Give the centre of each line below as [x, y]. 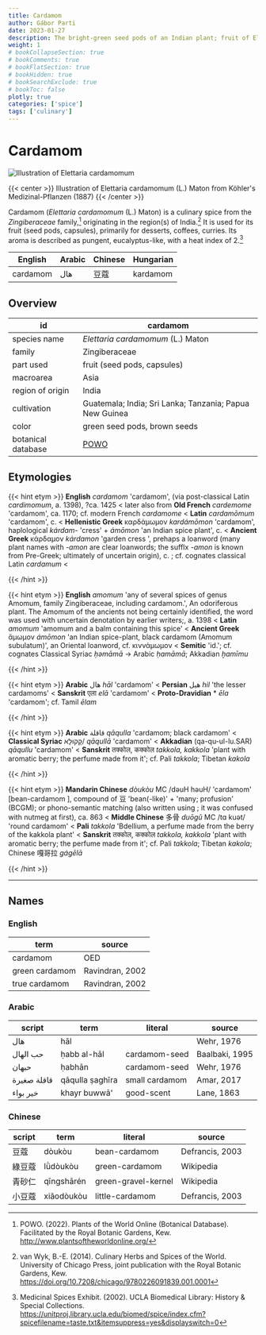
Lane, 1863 [218, 1093]
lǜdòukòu [61, 1167]
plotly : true [30, 97]
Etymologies [40, 477]
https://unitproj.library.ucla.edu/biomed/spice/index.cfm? [112, 1314]
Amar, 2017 [219, 1079]
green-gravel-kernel [134, 1182]
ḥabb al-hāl [82, 1054]
